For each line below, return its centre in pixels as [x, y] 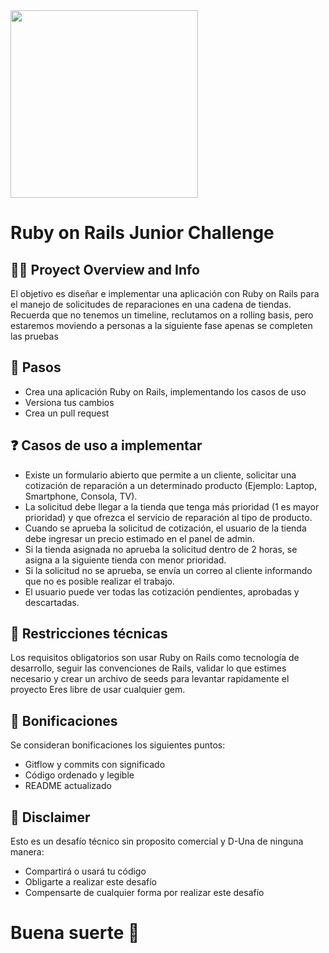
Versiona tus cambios [69, 402]
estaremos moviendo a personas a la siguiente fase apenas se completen [161, 325]
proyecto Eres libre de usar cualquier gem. [98, 690]
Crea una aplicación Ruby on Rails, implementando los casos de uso [165, 391]
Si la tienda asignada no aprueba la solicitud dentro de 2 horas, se [161, 549]
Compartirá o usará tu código [85, 871]
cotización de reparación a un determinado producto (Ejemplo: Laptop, [171, 485]
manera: [27, 852]
